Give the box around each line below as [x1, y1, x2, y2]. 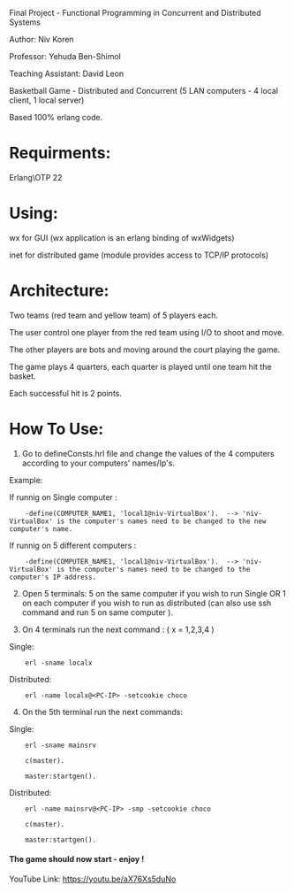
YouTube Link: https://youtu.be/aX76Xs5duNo [9, 874, 177, 884]
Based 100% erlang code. [9, 112, 103, 122]
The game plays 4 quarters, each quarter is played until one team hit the [9, 361, 272, 372]
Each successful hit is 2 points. [9, 388, 122, 398]
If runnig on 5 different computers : [9, 540, 137, 550]
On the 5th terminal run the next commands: [21, 706, 184, 717]
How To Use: [9, 420, 104, 439]
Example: [9, 474, 43, 485]
